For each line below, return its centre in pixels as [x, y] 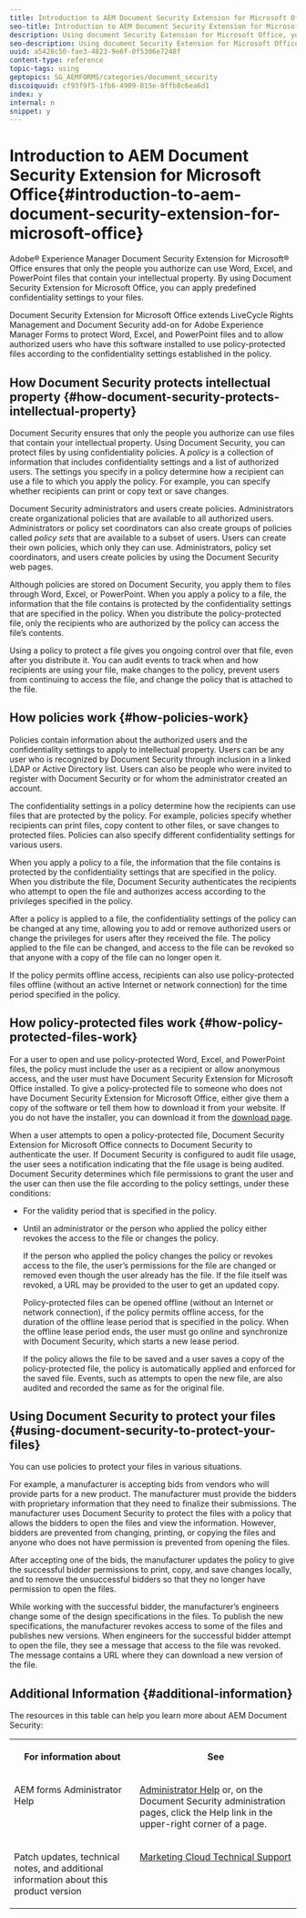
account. [26, 788]
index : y [26, 94]
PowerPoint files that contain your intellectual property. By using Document [150, 278]
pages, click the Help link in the [206, 1812]
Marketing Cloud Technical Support [215, 1857]
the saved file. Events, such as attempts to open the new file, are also [153, 1378]
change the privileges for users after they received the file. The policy [140, 938]
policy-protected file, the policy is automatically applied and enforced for [159, 1369]
